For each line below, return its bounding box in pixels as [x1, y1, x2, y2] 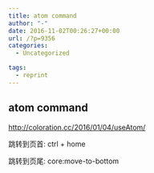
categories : [8, 42, 48, 50]
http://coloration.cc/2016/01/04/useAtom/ [8, 122, 146, 132]
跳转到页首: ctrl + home [8, 138, 86, 149]
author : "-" [8, 19, 48, 27]
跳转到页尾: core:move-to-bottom [8, 156, 120, 166]
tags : [8, 64, 26, 72]
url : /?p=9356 [8, 34, 56, 43]
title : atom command [8, 11, 78, 20]
